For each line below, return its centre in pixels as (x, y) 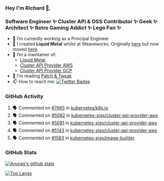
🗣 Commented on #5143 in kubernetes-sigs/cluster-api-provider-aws (85, 130)
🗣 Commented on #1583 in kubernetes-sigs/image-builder (73, 138)
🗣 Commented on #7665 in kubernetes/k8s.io (60, 108)
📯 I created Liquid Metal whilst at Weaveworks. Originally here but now (85, 44)
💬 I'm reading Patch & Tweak (42, 76)
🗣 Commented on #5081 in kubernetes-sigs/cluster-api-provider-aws (85, 123)
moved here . (25, 49)
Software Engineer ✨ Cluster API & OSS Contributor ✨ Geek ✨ (81, 21)
